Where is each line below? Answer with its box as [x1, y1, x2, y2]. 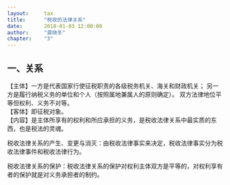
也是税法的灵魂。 [18, 124, 67, 132]
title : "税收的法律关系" [7, 16, 86, 23]
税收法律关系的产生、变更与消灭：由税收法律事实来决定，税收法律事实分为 [7, 139, 217, 147]
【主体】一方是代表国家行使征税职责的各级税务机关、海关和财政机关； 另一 [7, 81, 219, 89]
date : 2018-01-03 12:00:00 [7, 23, 103, 29]
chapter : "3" [7, 35, 53, 42]
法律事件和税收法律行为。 [12, 147, 86, 156]
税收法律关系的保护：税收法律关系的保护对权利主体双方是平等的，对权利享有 [7, 162, 223, 170]
